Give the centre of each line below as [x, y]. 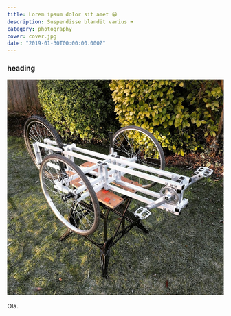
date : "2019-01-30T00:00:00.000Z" [57, 44]
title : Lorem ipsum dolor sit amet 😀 [62, 14]
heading [21, 69]
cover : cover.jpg [32, 36]
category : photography [40, 29]
